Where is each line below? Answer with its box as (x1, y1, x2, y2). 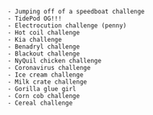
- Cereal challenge (7, 99, 73, 107)
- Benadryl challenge (7, 43, 81, 51)
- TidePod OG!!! (7, 14, 62, 23)
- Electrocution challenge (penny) (7, 22, 127, 30)
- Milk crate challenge (7, 78, 88, 86)
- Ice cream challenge (7, 71, 84, 79)
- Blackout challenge (7, 50, 81, 58)
